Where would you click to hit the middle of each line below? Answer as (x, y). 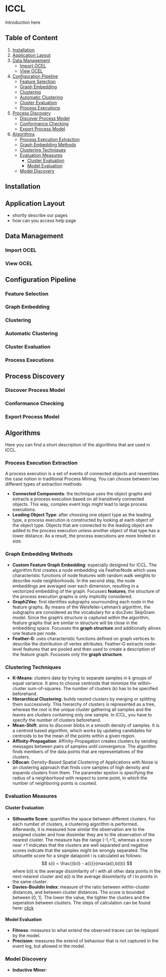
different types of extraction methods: (44, 484)
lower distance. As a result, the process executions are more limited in (84, 536)
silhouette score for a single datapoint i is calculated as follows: (77, 856)
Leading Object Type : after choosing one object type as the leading (82, 515)
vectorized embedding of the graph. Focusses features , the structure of (86, 591)
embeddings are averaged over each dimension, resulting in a (75, 586)
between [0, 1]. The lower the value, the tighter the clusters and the (81, 898)
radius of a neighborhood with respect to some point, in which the (80, 778)
